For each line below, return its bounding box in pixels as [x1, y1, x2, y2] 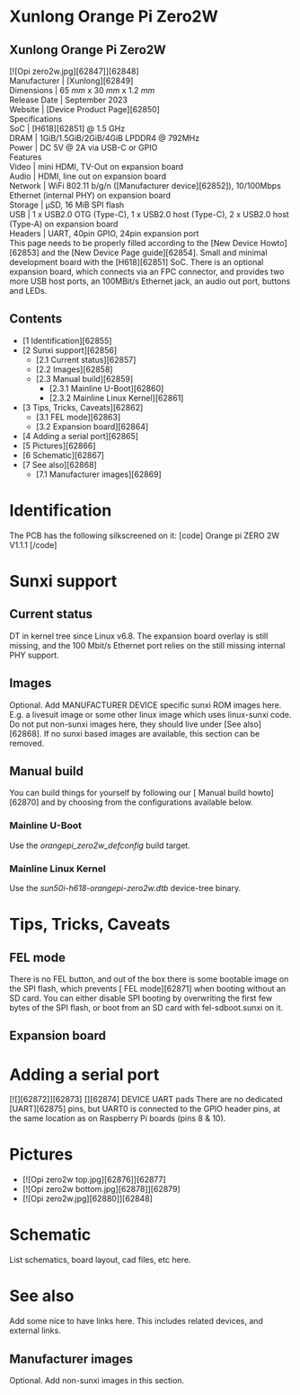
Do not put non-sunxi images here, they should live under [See [9, 719, 242, 729]
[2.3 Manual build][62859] [35, 373, 134, 384]
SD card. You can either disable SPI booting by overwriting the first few [9, 993, 272, 1003]
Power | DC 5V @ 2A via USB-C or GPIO [9, 142, 158, 153]
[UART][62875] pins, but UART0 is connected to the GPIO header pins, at [9, 1103, 281, 1115]
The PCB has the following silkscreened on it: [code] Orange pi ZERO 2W [9, 530, 280, 541]
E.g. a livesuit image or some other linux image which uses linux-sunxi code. [9, 709, 292, 720]
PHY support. [9, 649, 60, 660]
